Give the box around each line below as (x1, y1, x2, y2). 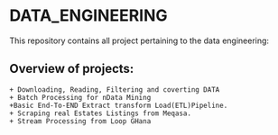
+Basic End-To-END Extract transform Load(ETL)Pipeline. (9, 101, 228, 110)
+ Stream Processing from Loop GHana (9, 116, 152, 126)
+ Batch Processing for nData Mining (9, 93, 152, 102)
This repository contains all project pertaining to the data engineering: (9, 35, 269, 46)
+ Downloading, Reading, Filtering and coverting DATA (9, 85, 220, 94)
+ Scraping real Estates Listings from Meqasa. (9, 109, 192, 118)
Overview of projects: (9, 61, 134, 76)
